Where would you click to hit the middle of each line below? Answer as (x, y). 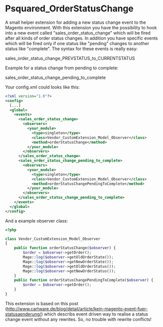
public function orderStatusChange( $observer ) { (65, 248)
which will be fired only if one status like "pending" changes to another (77, 43)
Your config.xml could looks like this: (42, 87)
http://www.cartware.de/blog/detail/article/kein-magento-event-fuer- (77, 309)
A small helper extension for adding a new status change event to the (76, 22)
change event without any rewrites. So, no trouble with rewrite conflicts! (78, 319)
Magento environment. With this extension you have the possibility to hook (81, 27)
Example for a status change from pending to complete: (62, 68)
